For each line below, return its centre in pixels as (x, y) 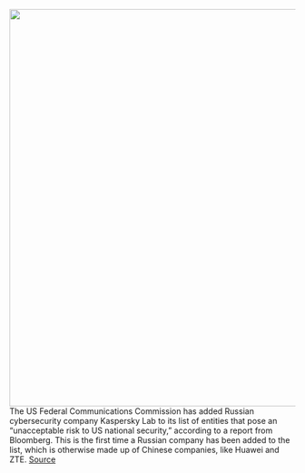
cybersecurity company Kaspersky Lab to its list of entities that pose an (143, 421)
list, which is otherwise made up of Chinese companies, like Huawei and (144, 450)
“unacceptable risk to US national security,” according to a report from (141, 430)
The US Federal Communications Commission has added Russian (132, 411)
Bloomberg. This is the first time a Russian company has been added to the (150, 440)
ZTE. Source (33, 459)
